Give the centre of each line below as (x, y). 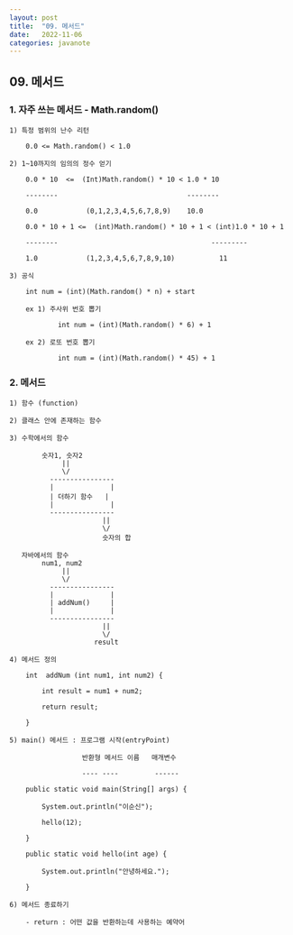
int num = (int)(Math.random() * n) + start (110, 291)
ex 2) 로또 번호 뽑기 (60, 342)
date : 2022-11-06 (46, 34)
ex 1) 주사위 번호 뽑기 (64, 309)
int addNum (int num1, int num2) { (95, 676)
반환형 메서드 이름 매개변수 (129, 758)
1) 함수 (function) (44, 403)
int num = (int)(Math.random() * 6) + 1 (134, 325)
